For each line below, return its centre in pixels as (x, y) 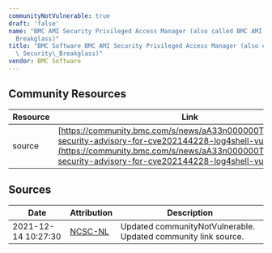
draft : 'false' (34, 24)
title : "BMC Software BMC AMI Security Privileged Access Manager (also (134, 46)
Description (190, 212)
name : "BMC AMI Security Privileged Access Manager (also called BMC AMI (136, 31)
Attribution (91, 212)
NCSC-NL (89, 231)
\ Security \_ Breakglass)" (59, 54)
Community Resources (68, 94)
